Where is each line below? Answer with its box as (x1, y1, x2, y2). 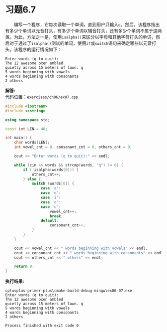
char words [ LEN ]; (14, 140, 50, 145)
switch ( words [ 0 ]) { (31, 181, 75, 186)
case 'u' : (40, 204, 61, 209)
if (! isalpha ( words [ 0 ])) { (23, 167, 79, 172)
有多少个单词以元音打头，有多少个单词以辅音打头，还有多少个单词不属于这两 (5, 27, 162, 33)
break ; (49, 213, 64, 219)
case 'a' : (40, 186, 61, 191)
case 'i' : (40, 195, 61, 200)
